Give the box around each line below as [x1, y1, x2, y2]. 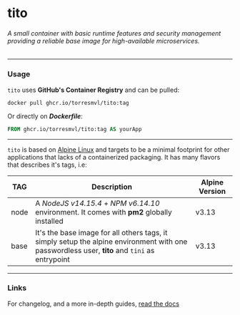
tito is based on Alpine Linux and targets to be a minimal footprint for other [7, 145, 230, 154]
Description [91, 182, 132, 192]
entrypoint [35, 254, 70, 264]
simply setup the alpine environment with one [35, 237, 188, 247]
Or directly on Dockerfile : [7, 112, 84, 120]
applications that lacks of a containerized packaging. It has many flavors [7, 153, 221, 161]
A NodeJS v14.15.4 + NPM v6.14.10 [35, 198, 160, 208]
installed [35, 216, 64, 226]
